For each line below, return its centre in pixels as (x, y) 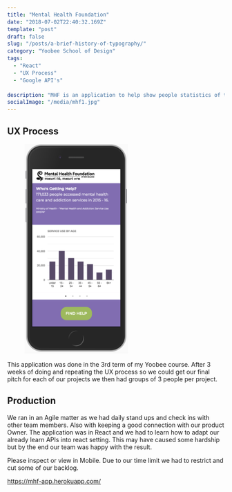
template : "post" (32, 29)
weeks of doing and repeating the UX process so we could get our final (109, 372)
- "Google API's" (38, 80)
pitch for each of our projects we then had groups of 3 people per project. (112, 379)
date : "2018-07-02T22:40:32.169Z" (57, 22)
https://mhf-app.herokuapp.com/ (54, 481)
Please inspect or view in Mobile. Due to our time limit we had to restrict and (115, 460)
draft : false (26, 37)
